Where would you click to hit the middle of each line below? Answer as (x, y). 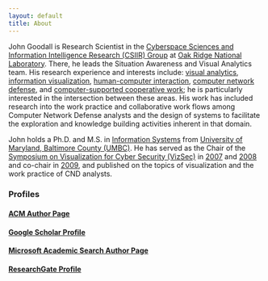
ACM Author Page (39, 214)
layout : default (36, 16)
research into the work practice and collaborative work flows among (122, 107)
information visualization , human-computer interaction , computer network (131, 81)
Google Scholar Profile (47, 232)
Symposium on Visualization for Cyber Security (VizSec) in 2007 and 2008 (132, 156)
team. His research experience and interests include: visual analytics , (124, 72)
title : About (30, 23)
